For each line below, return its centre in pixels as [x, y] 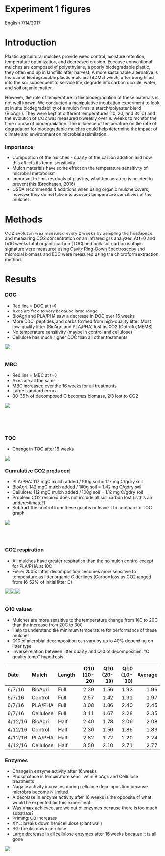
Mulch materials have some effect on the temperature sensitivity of [80, 168]
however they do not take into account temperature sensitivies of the [82, 195]
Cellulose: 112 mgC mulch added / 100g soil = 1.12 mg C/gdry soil [78, 492]
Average [147, 675]
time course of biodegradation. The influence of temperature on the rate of [81, 123]
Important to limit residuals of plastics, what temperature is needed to [82, 179]
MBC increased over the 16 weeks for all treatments [64, 386]
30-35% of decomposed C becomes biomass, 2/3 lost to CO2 [75, 396]
